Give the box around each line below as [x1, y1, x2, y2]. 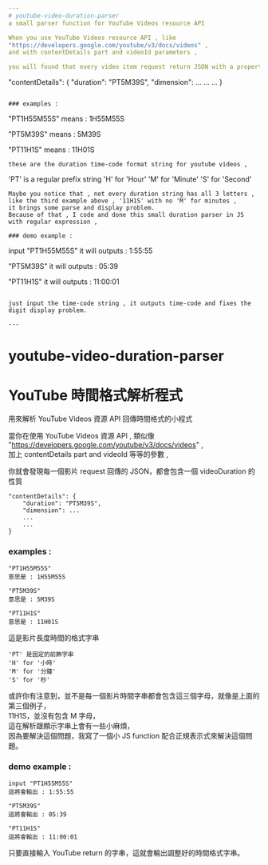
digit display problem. [8, 306, 88, 314]
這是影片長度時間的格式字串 [8, 633, 100, 643]
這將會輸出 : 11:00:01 [8, 833, 78, 841]
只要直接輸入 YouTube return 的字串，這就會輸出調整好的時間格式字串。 [8, 847, 245, 857]
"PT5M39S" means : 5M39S [8, 130, 101, 139]
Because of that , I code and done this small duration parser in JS [8, 211, 245, 219]
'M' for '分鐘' [8, 667, 57, 675]
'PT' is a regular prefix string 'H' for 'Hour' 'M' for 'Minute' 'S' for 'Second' [8, 174, 252, 184]
